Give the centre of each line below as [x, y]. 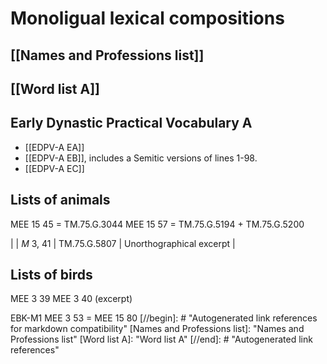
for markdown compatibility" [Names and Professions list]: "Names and [157, 329]
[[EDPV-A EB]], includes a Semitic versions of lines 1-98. [141, 158]
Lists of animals [60, 200]
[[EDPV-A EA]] [54, 147]
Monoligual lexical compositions [147, 18]
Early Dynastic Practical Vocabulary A [131, 123]
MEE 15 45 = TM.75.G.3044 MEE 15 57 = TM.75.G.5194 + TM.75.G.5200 [157, 224]
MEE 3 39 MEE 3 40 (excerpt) [71, 299]
